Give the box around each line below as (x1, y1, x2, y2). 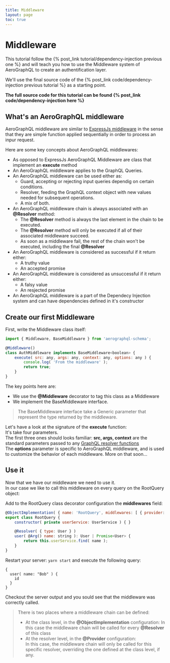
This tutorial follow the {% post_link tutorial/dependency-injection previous (5, 56, 162, 62)
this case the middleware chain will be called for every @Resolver (25, 625, 164, 631)
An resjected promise (20, 287, 65, 293)
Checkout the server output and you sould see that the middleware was (5, 594, 155, 600)
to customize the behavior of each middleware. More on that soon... (5, 451, 148, 457)
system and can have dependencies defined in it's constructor (12, 298, 144, 304)
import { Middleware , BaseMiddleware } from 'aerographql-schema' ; (5, 336, 152, 341)
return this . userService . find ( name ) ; (23, 538, 108, 544)
